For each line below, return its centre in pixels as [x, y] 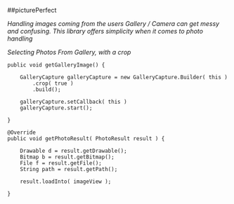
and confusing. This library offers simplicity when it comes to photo [105, 31]
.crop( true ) [53, 83]
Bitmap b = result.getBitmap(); [67, 157]
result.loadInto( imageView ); [66, 182]
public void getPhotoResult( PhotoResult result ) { [86, 139]
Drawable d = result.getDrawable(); [74, 151]
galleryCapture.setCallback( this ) [74, 102]
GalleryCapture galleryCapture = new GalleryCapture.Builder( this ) [124, 77]
